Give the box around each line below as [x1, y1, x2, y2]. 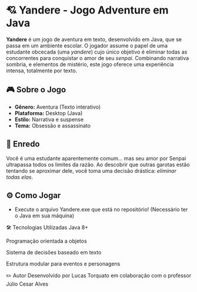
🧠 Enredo [6, 139, 40, 149]
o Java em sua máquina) [14, 212, 75, 219]
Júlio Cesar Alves [6, 280, 49, 288]
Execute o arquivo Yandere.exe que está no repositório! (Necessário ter [14, 206, 188, 213]
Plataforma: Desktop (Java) [14, 109, 83, 116]
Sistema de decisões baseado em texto [6, 249, 102, 256]
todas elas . [6, 173, 34, 180]
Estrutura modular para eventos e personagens [6, 260, 121, 267]
